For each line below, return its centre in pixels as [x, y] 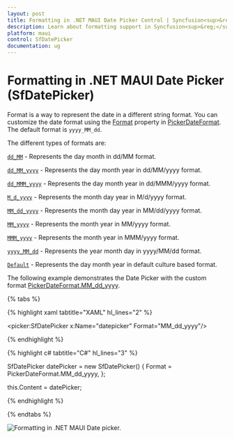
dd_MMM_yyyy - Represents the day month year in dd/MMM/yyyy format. [109, 183]
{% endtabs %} [29, 414]
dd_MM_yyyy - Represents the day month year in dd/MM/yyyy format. [104, 170]
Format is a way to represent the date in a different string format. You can [112, 114]
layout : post [26, 14]
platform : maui [29, 33]
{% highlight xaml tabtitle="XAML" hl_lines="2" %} [80, 312]
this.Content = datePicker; [45, 387]
